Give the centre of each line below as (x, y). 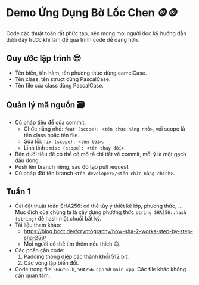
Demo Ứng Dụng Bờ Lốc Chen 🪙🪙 (92, 13)
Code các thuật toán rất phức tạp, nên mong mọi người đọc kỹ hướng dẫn (96, 33)
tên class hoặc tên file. (51, 135)
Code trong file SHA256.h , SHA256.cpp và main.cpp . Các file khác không (100, 269)
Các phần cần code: (40, 250)
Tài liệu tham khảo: (38, 225)
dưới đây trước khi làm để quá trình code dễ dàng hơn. (73, 39)
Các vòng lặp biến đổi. (51, 263)
